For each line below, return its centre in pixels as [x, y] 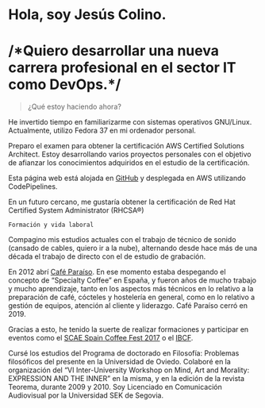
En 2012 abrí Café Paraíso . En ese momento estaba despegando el [117, 272]
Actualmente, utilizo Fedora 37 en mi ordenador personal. [102, 131]
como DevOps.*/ [65, 85]
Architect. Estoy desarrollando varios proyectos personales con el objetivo [130, 154]
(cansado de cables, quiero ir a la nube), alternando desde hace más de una [133, 248]
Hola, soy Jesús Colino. [87, 15]
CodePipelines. [33, 187]
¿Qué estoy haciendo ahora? [74, 107]
